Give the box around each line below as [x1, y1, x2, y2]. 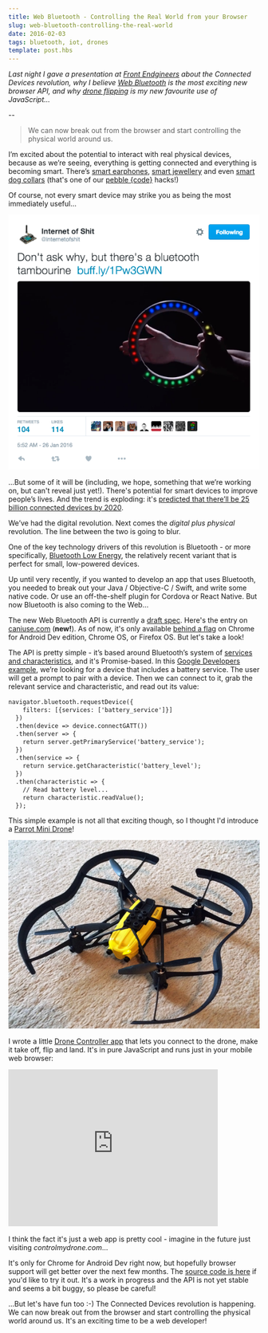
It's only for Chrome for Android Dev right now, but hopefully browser [8, 1258, 237, 1268]
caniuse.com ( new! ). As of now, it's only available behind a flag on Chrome [8, 623, 255, 633]
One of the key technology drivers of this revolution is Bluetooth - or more [8, 542, 251, 552]
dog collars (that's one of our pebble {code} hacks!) [8, 175, 179, 185]
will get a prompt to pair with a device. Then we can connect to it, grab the [8, 673, 253, 682]
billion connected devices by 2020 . [8, 502, 124, 512]
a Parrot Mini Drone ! [8, 824, 74, 833]
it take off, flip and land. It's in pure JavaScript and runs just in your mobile [8, 1044, 253, 1054]
